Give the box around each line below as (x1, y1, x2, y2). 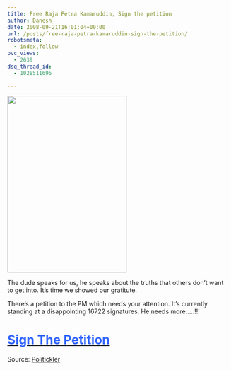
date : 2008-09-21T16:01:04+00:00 (7, 23, 106, 30)
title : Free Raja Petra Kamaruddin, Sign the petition (7, 10, 172, 18)
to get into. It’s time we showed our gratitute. (7, 286, 138, 294)
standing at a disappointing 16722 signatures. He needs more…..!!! (7, 307, 200, 316)
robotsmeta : (7, 37, 42, 44)
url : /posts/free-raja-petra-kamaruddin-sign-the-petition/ (7, 30, 189, 37)
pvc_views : (7, 50, 40, 57)
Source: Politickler (7, 355, 61, 364)
